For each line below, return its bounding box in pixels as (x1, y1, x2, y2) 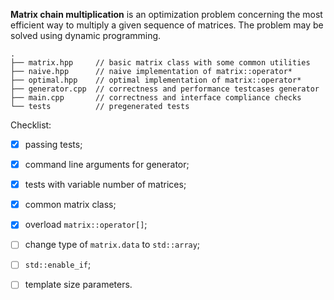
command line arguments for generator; (24, 159, 190, 171)
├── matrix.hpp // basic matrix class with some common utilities (10, 58, 311, 68)
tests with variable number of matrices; (24, 179, 187, 191)
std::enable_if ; (24, 259, 92, 271)
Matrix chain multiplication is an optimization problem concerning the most (10, 9, 323, 20)
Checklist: (10, 119, 52, 131)
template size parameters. (24, 279, 133, 291)
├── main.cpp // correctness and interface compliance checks (10, 93, 302, 103)
